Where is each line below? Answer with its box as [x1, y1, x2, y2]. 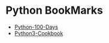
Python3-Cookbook [14, 29, 63, 36]
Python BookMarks [5, 4, 103, 17]
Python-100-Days [14, 23, 58, 30]
